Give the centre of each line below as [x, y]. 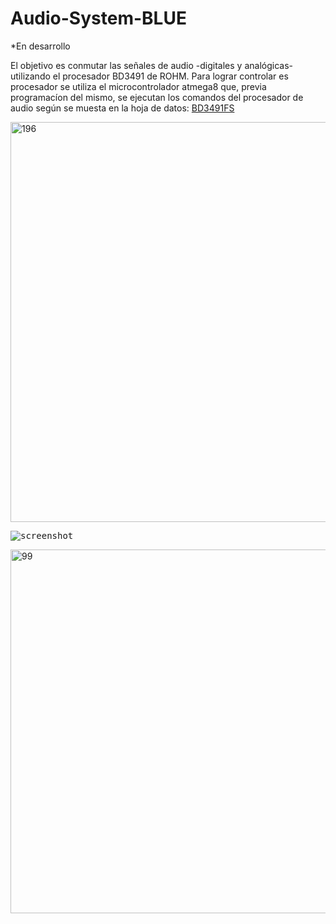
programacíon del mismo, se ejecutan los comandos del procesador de [157, 97]
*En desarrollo [40, 46]
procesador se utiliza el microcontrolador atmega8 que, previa [138, 86]
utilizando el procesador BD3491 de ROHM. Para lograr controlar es [149, 76]
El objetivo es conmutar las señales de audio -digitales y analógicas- [151, 65]
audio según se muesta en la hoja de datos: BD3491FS [122, 108]
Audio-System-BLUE [98, 18]
